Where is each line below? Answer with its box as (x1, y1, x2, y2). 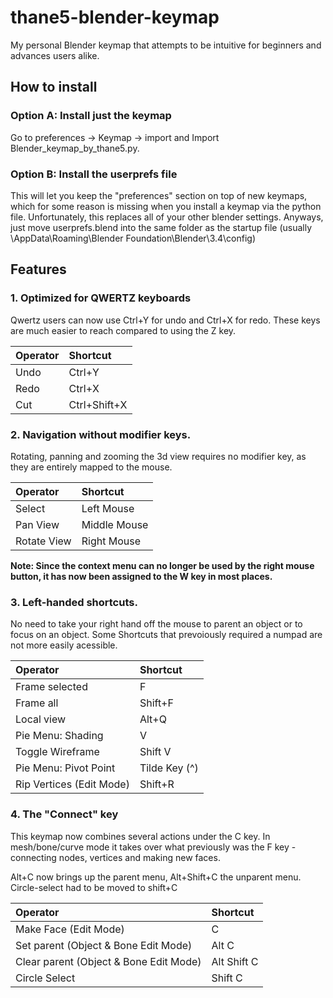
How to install (10, 79, 98, 96)
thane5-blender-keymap (10, 6, 220, 29)
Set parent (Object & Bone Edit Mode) (15, 938, 193, 952)
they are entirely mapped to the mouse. (10, 461, 173, 473)
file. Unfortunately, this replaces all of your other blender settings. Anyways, (10, 211, 324, 223)
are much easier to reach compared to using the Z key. (10, 324, 237, 336)
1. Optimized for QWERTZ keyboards (10, 291, 192, 305)
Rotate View (15, 534, 72, 548)
